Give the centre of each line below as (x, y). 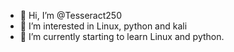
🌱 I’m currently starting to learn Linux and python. (122, 36)
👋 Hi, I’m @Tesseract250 (70, 15)
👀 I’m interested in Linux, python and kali (103, 26)
